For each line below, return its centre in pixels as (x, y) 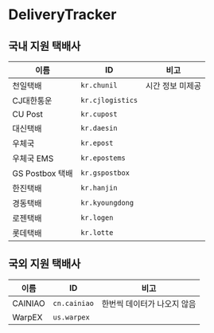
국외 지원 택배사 (45, 264)
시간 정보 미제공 (173, 86)
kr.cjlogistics (109, 100)
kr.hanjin (99, 188)
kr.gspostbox (105, 173)
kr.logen (97, 218)
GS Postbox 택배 (43, 173)
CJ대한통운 (32, 101)
